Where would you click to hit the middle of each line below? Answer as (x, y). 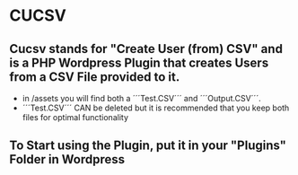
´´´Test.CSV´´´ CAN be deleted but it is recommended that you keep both (156, 108)
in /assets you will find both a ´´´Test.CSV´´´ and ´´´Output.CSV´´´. (142, 98)
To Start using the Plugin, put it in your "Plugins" (148, 146)
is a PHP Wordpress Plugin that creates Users (139, 62)
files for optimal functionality (75, 117)
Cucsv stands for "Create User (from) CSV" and (146, 49)
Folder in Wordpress (67, 159)
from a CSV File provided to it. (95, 77)
